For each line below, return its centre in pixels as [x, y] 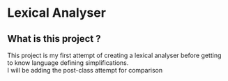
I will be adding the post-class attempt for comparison [85, 70]
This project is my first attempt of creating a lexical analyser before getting [114, 55]
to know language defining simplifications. [68, 63]
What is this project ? [54, 39]
